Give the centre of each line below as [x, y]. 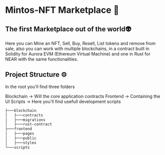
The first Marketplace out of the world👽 [68, 29]
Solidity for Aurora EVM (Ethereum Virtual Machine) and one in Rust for [78, 54]
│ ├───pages [20, 134]
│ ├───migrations [25, 120]
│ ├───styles [21, 143]
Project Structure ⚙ [36, 75]
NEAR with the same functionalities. [42, 59]
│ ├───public [21, 138]
